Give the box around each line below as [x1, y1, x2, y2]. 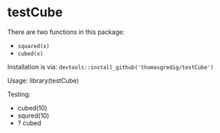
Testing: [7, 90, 31, 98]
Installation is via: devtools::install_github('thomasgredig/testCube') [7, 62, 214, 71]
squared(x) [17, 42, 50, 50]
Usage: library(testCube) [7, 76, 80, 85]
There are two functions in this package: [7, 28, 125, 36]
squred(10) [17, 111, 49, 120]
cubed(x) [17, 50, 44, 57]
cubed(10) [17, 103, 48, 112]
